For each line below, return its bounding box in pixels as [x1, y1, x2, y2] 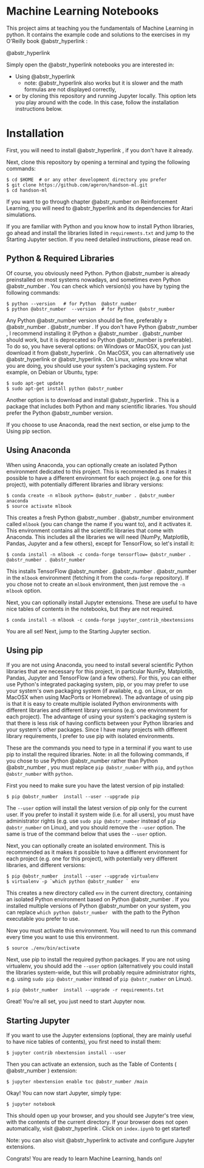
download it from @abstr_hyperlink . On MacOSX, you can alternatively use [6, 349, 195, 356]
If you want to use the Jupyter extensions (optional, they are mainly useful [6, 1032, 192, 1039]
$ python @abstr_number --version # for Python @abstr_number [6, 306, 175, 312]
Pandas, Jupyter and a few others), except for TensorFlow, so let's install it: [6, 540, 195, 547]
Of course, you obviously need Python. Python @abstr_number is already [6, 269, 190, 276]
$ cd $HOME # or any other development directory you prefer [6, 177, 167, 183]
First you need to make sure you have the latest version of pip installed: [6, 782, 185, 789]
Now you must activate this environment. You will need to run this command [6, 927, 197, 934]
